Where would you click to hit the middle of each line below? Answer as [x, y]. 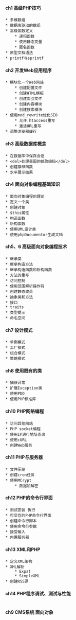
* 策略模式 [15, 359]
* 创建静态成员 [19, 292]
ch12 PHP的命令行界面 [29, 498]
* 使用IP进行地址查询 [25, 434]
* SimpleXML [27, 576]
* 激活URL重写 [28, 126]
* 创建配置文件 [28, 88]
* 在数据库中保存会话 [25, 156]
